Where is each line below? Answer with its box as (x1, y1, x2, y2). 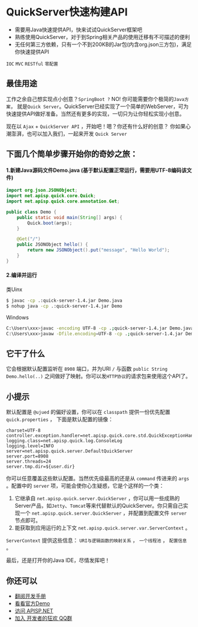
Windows (6, 314, 29, 321)
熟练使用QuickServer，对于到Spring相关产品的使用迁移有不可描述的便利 (14, 33, 190, 40)
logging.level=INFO (6, 443, 54, 449)
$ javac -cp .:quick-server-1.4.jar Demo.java (6, 298, 123, 304)
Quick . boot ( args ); (27, 220, 72, 226)
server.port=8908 (6, 453, 49, 459)
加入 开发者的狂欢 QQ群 (14, 615, 72, 622)
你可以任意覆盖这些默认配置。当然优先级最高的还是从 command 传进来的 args (6, 475, 190, 482)
